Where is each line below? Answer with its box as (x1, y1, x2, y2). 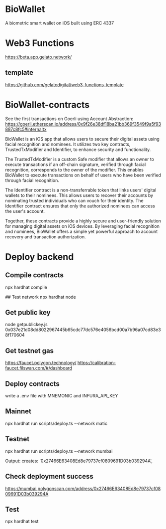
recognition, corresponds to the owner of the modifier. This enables (5, 167, 144, 173)
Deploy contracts (5, 379, 60, 388)
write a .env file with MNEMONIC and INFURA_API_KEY (5, 393, 118, 399)
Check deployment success (5, 472, 93, 481)
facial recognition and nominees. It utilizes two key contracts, (5, 141, 131, 147)
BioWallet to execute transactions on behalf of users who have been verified (5, 172, 162, 178)
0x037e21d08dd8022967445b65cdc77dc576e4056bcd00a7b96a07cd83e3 (5, 327, 161, 333)
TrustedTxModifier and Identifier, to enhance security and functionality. (5, 146, 151, 153)
